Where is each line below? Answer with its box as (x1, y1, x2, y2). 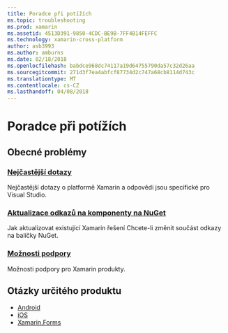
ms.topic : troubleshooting (7, 17, 86, 24)
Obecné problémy (7, 146, 87, 158)
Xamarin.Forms (17, 318, 61, 327)
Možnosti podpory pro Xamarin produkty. (7, 264, 126, 273)
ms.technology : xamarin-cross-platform (7, 36, 123, 43)
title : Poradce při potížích (7, 10, 92, 17)
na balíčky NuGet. (7, 232, 59, 240)
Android (17, 304, 40, 312)
